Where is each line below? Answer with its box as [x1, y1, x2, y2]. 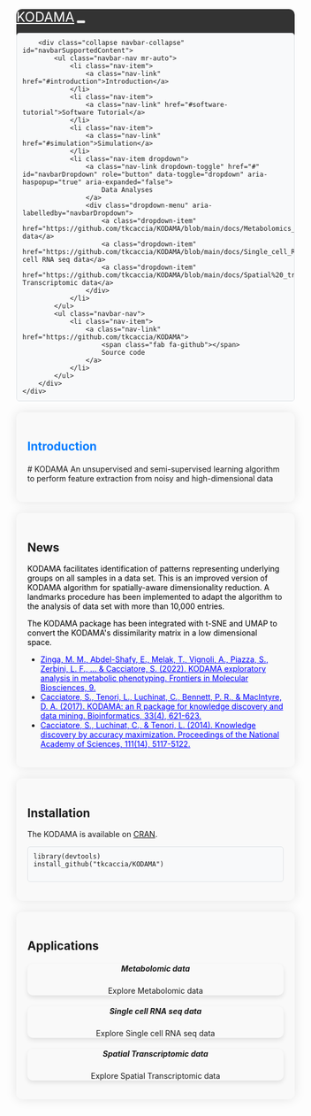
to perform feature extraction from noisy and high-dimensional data [27, 473, 274, 484]
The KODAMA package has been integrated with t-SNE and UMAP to [27, 619, 278, 629]
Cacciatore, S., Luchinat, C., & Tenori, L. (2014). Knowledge [40, 720, 256, 731]
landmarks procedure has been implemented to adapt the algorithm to [27, 592, 283, 603]
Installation [27, 805, 91, 820]
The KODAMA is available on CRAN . [27, 829, 158, 840]
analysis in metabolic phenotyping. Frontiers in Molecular [40, 673, 248, 684]
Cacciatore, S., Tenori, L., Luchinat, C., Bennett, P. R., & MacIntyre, [40, 692, 283, 703]
